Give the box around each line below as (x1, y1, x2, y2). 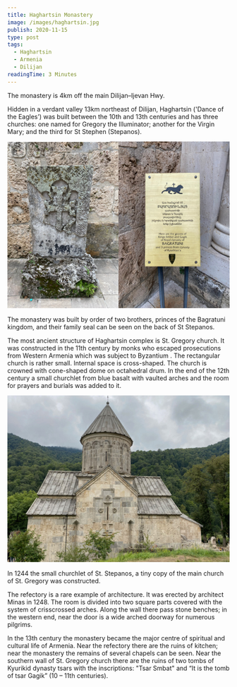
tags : (7, 41, 23, 49)
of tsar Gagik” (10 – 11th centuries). (7, 671, 109, 680)
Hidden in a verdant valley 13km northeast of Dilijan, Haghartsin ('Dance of (7, 104, 224, 113)
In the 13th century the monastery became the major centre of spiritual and (7, 633, 226, 642)
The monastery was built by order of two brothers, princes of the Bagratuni (7, 315, 226, 324)
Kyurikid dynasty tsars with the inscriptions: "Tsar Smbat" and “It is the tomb (7, 664, 230, 672)
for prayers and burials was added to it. (7, 381, 122, 389)
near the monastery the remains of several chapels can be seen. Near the (7, 649, 221, 657)
